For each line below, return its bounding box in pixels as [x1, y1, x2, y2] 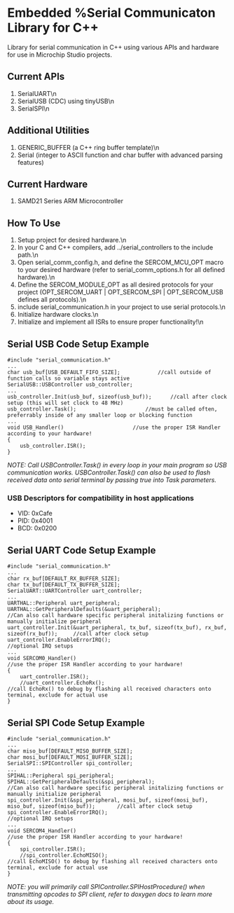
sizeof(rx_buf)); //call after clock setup [7, 631, 149, 638]
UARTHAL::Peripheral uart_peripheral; [7, 600, 121, 607]
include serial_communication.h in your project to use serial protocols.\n [17, 303, 226, 311]
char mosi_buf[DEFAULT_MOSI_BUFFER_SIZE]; [7, 753, 133, 761]
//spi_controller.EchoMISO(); [20, 851, 109, 859]
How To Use [7, 217, 61, 229]
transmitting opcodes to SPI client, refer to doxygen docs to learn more [7, 890, 212, 898]
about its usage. [7, 897, 55, 905]
